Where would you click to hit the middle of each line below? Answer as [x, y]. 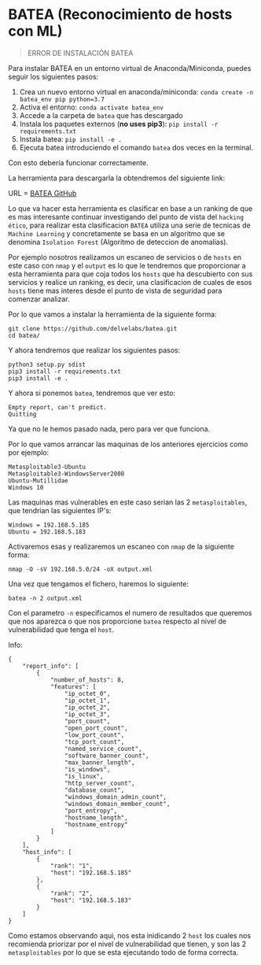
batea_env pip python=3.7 [62, 99]
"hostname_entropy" [96, 824]
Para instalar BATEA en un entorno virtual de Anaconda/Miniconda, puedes [130, 68]
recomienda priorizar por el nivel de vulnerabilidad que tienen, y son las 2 [127, 944]
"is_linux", [84, 776]
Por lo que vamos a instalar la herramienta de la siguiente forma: [113, 314]
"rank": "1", [71, 866]
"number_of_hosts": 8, [87, 680]
